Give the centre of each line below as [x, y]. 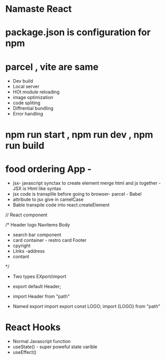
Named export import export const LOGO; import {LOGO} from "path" [86, 307]
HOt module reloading [36, 92]
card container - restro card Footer [50, 240]
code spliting [26, 103]
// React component [26, 215]
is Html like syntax [42, 188]
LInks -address [29, 251]
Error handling [28, 114]
